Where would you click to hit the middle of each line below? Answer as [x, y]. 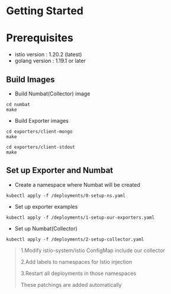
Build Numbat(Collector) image [52, 94]
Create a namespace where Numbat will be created [78, 184]
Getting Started [45, 11]
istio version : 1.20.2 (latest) [48, 55]
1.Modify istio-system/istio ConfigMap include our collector [93, 250]
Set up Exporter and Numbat [60, 170]
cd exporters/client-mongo [39, 132]
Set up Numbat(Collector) [46, 228]
